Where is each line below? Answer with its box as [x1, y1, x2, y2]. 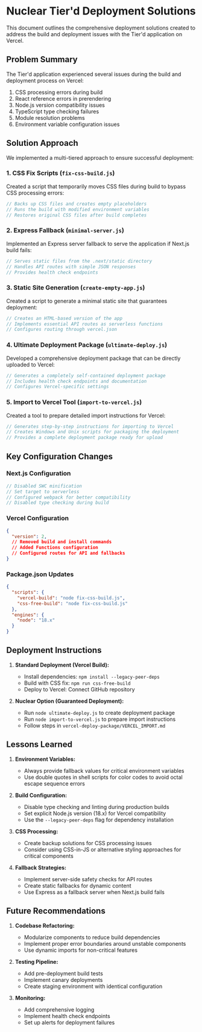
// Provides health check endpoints [6, 269, 98, 275]
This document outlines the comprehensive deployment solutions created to [6, 24, 196, 31]
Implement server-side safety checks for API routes [24, 875, 153, 883]
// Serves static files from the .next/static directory [6, 258, 153, 264]
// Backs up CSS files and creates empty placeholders [6, 201, 147, 207]
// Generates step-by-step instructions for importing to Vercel [6, 423, 174, 429]
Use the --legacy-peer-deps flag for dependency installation [24, 816, 174, 823]
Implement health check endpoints [24, 1012, 110, 1019]
